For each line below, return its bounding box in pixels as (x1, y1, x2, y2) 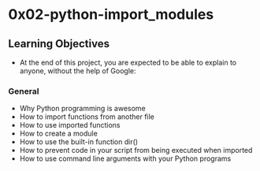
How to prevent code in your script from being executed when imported (19, 146, 253, 155)
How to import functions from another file (19, 112, 155, 121)
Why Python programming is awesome (19, 104, 146, 113)
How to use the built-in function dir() (19, 137, 139, 147)
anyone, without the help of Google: (19, 66, 136, 76)
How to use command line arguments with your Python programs (19, 154, 232, 163)
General (8, 85, 39, 96)
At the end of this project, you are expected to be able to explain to (19, 58, 237, 67)
